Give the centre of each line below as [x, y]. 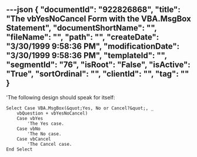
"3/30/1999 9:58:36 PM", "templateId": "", [87, 56]
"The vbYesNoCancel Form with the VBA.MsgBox [98, 19]
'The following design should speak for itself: [61, 97]
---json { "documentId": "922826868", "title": [93, 10]
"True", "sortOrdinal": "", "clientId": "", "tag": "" [98, 74]
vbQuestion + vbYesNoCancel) [52, 113]
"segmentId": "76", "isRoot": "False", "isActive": [98, 65]
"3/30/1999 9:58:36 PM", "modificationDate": [93, 46]
